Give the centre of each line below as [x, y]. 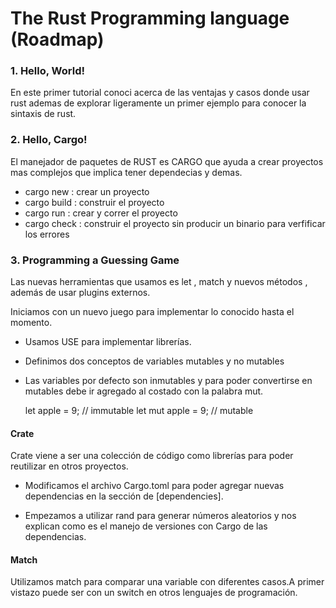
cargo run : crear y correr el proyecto [101, 213]
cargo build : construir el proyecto [94, 202]
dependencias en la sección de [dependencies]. [124, 496]
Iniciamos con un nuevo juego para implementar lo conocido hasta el [152, 312]
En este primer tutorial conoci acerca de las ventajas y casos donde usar [160, 93]
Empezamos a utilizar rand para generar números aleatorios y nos [160, 516]
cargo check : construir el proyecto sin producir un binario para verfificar [175, 223]
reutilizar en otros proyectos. [69, 466]
